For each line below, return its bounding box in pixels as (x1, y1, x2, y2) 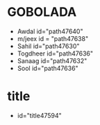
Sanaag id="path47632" (17, 56, 87, 65)
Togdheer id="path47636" (17, 49, 94, 58)
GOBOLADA (7, 4, 77, 20)
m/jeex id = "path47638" (17, 34, 89, 42)
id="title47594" (17, 111, 62, 119)
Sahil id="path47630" (17, 42, 80, 50)
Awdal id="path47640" (17, 27, 83, 35)
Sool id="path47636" (17, 64, 78, 72)
